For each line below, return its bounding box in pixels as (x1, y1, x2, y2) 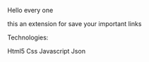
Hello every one (7, 6, 54, 14)
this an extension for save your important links (7, 20, 142, 27)
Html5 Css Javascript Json (7, 47, 86, 55)
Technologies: (7, 33, 49, 42)
